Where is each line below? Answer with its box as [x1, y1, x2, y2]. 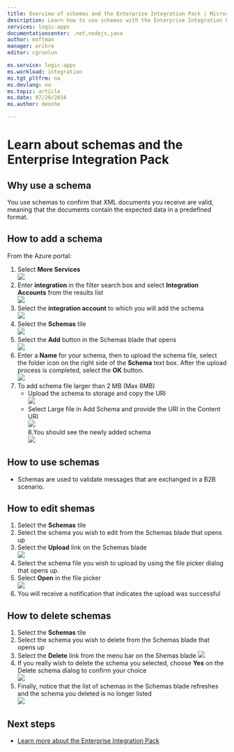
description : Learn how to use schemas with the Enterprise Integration [7, 17, 223, 24]
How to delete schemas [7, 610, 111, 621]
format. [7, 213, 29, 221]
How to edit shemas [7, 503, 95, 515]
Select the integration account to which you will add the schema [17, 304, 204, 312]
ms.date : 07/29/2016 [7, 94, 68, 101]
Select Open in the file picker [17, 574, 102, 582]
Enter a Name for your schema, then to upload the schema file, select [17, 351, 217, 360]
